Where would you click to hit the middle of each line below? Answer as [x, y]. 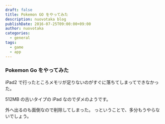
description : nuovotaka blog [36, 19]
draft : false [19, 10]
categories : [18, 33]
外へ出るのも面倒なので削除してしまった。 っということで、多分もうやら [80, 110]
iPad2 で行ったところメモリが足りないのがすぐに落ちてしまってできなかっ [82, 82]
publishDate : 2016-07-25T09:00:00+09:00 [48, 24]
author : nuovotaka [24, 29]
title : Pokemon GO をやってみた [37, 15]
